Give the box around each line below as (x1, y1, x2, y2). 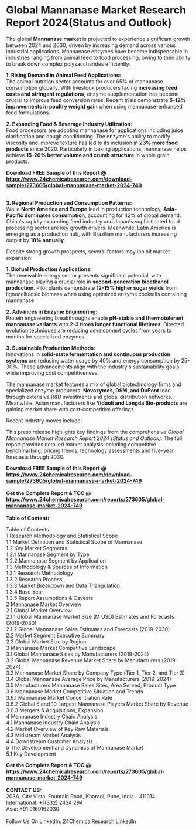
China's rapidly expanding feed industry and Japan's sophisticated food (6, 218, 180, 225)
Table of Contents (6, 526, 50, 533)
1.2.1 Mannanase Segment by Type (6, 551, 90, 558)
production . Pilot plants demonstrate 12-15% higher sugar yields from (6, 284, 177, 291)
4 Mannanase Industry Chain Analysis (6, 713, 98, 720)
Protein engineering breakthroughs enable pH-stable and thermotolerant (6, 314, 184, 321)
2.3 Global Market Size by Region (6, 638, 87, 645)
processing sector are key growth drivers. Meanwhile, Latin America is (6, 224, 176, 231)
